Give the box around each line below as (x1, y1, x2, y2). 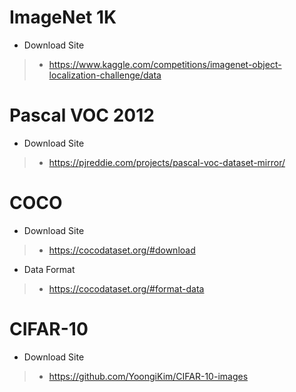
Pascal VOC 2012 (9, 104, 155, 127)
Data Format (23, 263, 76, 275)
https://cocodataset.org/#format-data (48, 282, 205, 295)
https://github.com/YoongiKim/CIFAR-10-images (48, 370, 249, 382)
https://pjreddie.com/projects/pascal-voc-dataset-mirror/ (48, 156, 286, 168)
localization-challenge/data (48, 69, 162, 81)
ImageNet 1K (9, 6, 117, 29)
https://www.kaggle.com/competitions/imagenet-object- (48, 58, 282, 70)
